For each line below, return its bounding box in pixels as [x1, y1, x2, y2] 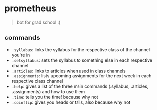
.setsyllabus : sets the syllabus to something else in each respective [11, 57, 153, 63]
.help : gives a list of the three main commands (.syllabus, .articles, [11, 83, 149, 89]
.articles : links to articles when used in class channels [11, 68, 126, 73]
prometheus [4, 3, 57, 14]
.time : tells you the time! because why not [11, 94, 98, 100]
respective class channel [11, 78, 63, 84]
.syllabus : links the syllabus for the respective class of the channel [11, 46, 150, 52]
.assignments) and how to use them [11, 88, 85, 94]
